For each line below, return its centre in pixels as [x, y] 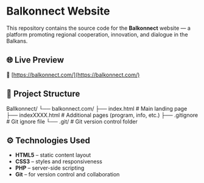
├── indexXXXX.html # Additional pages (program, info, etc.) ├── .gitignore [102, 115]
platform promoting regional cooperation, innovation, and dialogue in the [97, 34]
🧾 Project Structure [43, 94]
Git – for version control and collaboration [67, 174]
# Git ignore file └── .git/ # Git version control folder [72, 121]
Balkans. [17, 41]
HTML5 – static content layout [53, 155]
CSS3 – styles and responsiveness [58, 162]
